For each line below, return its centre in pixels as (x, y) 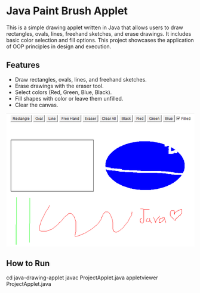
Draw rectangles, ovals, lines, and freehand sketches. (81, 79)
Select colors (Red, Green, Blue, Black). (63, 92)
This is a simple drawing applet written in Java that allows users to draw (95, 27)
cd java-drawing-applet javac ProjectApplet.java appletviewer (82, 278)
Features (23, 65)
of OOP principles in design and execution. (59, 46)
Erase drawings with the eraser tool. (59, 86)
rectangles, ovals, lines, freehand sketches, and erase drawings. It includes (99, 33)
